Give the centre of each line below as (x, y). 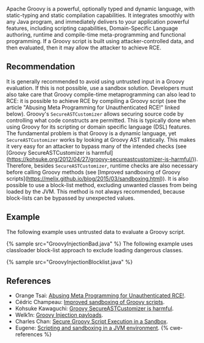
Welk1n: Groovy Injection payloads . (59, 315)
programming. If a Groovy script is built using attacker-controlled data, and (100, 41)
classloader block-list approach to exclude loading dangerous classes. (95, 250)
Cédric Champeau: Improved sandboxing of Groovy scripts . (90, 302)
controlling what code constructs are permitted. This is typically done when (101, 120)
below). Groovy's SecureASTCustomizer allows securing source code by (95, 114)
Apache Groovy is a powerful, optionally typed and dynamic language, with (100, 9)
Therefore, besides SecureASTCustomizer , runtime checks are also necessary (102, 165)
